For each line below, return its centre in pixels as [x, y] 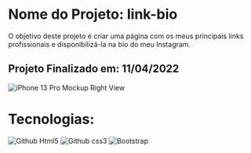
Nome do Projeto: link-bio [93, 14]
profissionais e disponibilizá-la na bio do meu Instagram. [99, 44]
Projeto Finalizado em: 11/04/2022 [94, 69]
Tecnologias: [51, 119]
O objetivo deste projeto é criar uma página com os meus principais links [126, 36]
